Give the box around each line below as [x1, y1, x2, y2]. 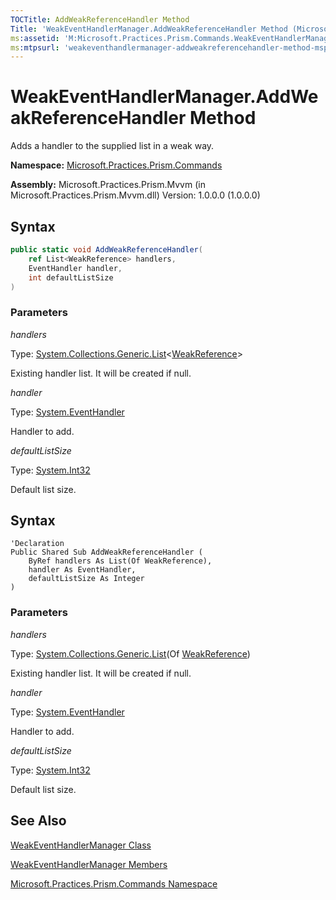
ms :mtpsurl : [10, 42, 60, 53]
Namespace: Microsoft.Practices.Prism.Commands [10, 159, 223, 171]
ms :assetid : [10, 33, 60, 43]
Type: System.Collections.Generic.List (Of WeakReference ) [10, 647, 251, 660]
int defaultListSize [28, 272, 114, 283]
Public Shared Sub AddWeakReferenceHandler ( [10, 547, 203, 558]
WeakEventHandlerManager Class [10, 839, 152, 851]
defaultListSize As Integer [28, 574, 145, 584]
